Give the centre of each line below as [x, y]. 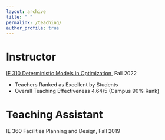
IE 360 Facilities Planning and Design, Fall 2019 [63, 131]
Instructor [31, 57]
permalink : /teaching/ [34, 22]
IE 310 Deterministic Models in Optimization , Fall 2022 [72, 74]
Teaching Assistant [55, 115]
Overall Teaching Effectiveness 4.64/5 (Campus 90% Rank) [87, 91]
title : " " [19, 17]
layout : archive [26, 11]
